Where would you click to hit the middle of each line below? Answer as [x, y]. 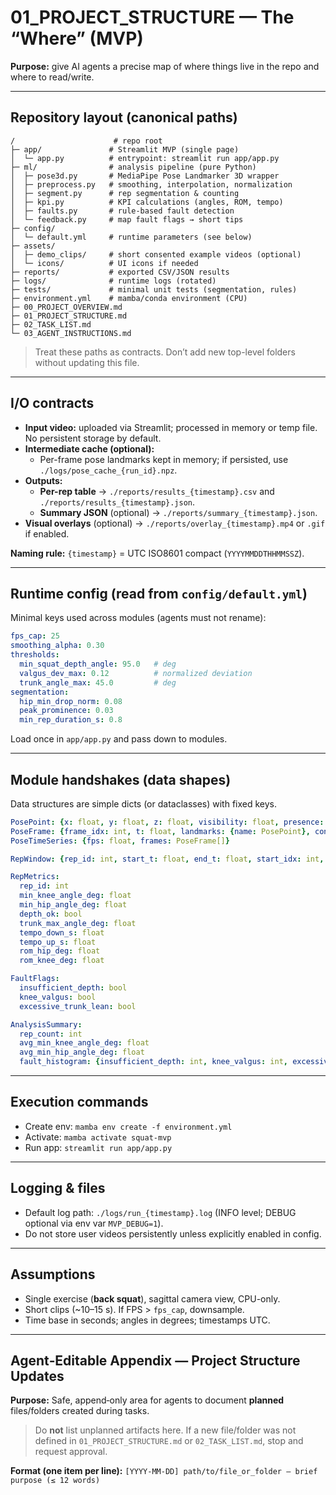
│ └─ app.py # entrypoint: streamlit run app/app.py [145, 158]
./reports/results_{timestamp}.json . [117, 502]
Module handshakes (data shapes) [121, 779]
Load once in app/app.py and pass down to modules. [119, 739]
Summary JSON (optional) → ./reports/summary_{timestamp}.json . [178, 512]
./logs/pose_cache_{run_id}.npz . [108, 470]
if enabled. [47, 533]
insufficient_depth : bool [73, 988]
